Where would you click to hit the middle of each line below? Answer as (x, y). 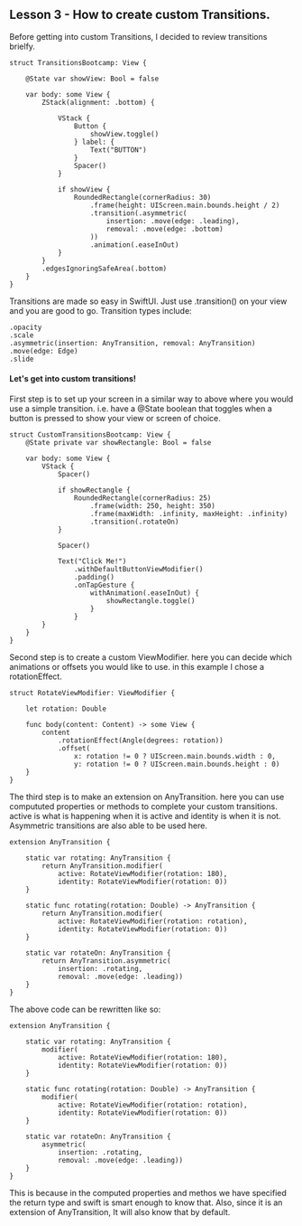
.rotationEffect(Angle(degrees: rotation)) (140, 740)
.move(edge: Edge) (44, 351)
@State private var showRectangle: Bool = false (119, 443)
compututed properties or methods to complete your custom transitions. (143, 806)
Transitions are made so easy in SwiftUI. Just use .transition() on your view (148, 301)
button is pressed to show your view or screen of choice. (115, 419)
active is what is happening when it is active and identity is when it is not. (145, 816)
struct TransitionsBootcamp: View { (78, 62)
